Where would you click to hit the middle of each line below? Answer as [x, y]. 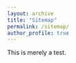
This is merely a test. [37, 53]
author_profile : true [38, 33]
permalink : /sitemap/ [38, 26]
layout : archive [30, 13]
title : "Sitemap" [32, 20]
